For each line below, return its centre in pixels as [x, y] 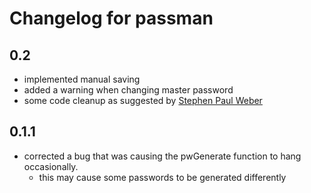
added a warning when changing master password [128, 90]
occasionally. [51, 166]
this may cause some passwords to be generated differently [162, 177]
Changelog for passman [111, 18]
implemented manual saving [82, 79]
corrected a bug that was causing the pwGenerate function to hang [162, 156]
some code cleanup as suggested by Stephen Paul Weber [143, 100]
